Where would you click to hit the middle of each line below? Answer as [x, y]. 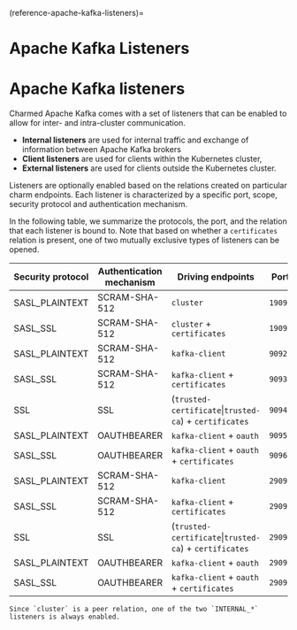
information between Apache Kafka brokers [101, 150]
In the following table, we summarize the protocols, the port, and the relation [148, 221]
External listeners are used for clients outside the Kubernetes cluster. [149, 168]
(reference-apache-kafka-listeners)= [76, 13]
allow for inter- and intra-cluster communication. [97, 123]
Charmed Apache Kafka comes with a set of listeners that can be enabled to [148, 113]
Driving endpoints [216, 277]
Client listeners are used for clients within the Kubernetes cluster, [142, 159]
